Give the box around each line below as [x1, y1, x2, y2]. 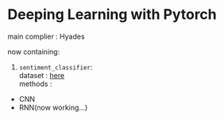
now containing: [7, 47, 60, 56]
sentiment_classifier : [18, 62, 93, 72]
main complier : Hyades [7, 32, 85, 41]
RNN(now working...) [18, 103, 88, 112]
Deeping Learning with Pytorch [7, 6, 218, 24]
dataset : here [18, 70, 65, 80]
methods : [18, 79, 52, 88]
